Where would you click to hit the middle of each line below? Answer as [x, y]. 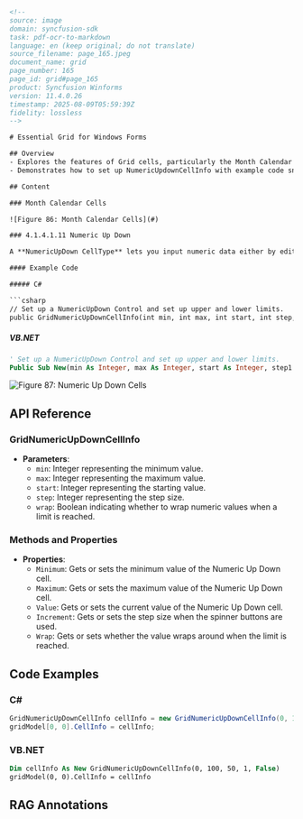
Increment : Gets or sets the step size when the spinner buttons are [159, 617]
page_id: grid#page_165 [54, 79]
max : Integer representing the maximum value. [120, 478]
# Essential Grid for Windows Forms [78, 138]
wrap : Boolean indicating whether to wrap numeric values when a [156, 506]
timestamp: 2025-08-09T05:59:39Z [72, 104]
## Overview [32, 154]
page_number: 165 [42, 71]
